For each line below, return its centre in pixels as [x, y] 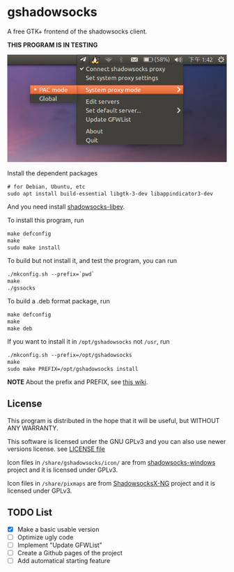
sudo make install [34, 248]
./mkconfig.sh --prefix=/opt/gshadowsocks [70, 355]
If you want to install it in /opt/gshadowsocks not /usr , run [89, 341]
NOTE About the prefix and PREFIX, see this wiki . [78, 382]
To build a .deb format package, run [58, 301]
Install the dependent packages [53, 173]
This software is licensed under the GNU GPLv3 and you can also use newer [117, 441]
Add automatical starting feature [64, 560]
